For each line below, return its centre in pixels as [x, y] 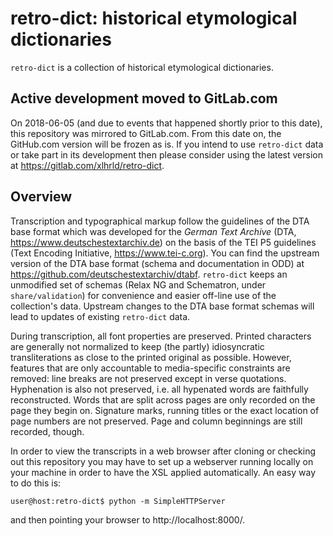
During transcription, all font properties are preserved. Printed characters [161, 336]
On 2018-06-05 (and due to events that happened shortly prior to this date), [166, 123]
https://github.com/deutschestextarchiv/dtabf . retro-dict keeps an [149, 274]
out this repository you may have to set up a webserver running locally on [162, 461]
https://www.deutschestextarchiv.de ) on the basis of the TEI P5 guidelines [163, 242]
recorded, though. [47, 431]
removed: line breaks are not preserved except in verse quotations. [148, 378]
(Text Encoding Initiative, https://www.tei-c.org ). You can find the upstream [165, 253]
